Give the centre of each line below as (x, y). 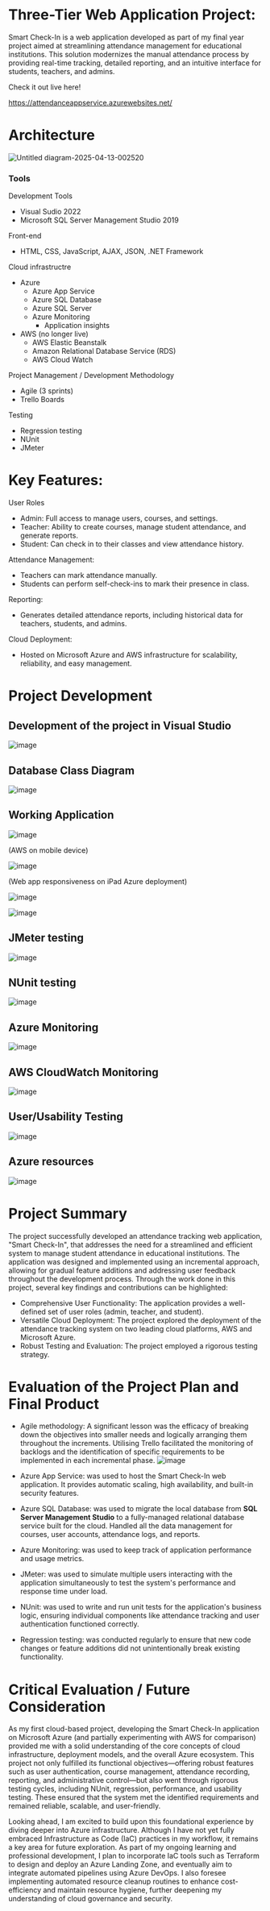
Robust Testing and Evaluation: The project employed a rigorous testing (139, 1346)
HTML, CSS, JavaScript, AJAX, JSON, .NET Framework (112, 251)
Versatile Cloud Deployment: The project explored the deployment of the (141, 1320)
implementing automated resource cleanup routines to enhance (114, 1882)
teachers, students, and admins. (73, 624)
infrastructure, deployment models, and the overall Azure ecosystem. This (131, 1755)
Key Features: (56, 480)
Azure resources (51, 1162)
